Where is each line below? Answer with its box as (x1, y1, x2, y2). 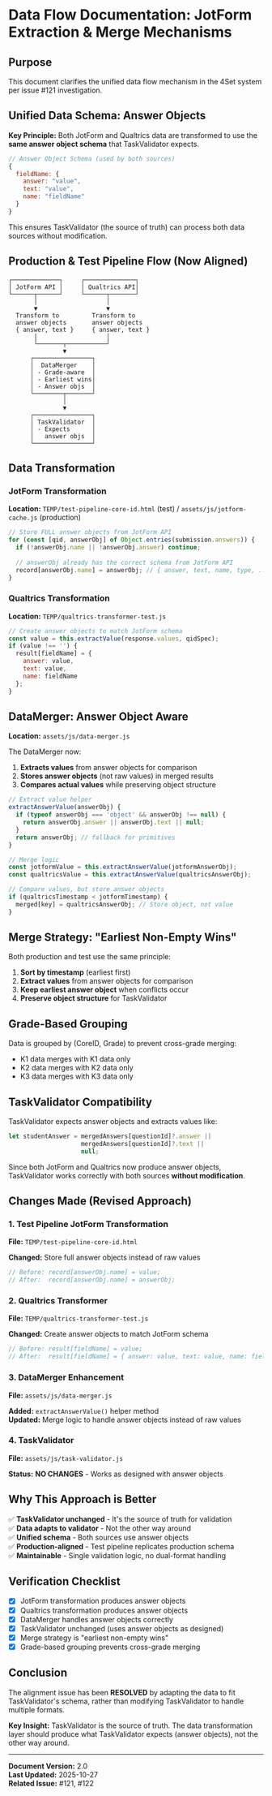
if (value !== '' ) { (8, 642, 79, 650)
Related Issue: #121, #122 (8, 1778, 95, 1788)
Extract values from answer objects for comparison (19, 976, 193, 986)
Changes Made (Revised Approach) (8, 1195, 193, 1208)
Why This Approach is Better (8, 1492, 157, 1506)
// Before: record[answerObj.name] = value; (8, 1268, 161, 1277)
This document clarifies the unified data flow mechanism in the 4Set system (8, 77, 262, 86)
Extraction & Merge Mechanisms (8, 23, 232, 41)
